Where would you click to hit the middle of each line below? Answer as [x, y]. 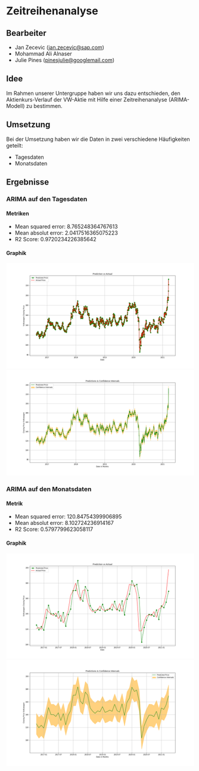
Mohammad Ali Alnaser [43, 54]
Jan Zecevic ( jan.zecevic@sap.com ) [59, 47]
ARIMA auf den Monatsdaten [49, 489]
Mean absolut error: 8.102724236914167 [64, 523]
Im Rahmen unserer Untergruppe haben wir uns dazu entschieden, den [93, 93]
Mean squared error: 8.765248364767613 [66, 227]
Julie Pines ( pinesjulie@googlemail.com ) [65, 60]
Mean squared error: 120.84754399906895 [68, 517]
